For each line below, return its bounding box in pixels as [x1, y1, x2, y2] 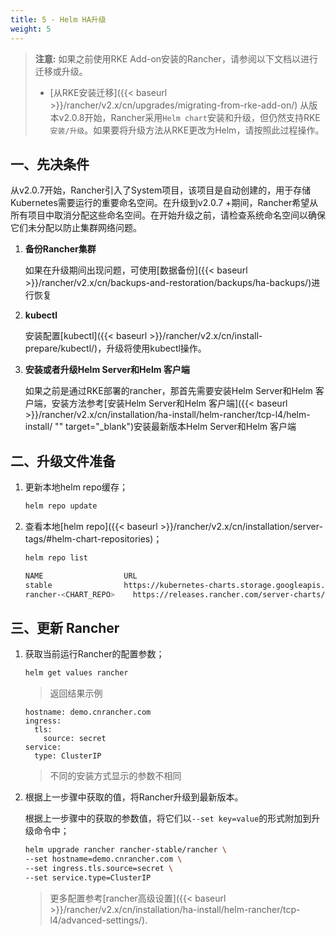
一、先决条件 [10, 156, 90, 173]
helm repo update [24, 501, 98, 511]
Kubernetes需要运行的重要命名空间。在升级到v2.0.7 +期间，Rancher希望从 [10, 197, 319, 209]
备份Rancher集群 [24, 243, 97, 255]
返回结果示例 [49, 687, 103, 700]
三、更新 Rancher [10, 619, 120, 636]
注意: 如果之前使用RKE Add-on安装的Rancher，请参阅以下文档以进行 [34, 52, 318, 65]
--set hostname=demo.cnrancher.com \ [24, 854, 183, 865]
